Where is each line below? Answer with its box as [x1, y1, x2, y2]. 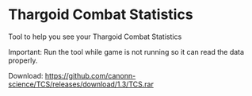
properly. [8, 56, 38, 65]
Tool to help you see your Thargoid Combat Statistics [8, 32, 182, 41]
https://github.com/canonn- [44, 71, 136, 80]
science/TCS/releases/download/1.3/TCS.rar [8, 79, 155, 89]
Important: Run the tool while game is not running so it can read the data [8, 47, 244, 56]
